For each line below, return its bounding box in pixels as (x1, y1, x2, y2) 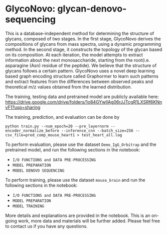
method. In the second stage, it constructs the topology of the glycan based (5, 46, 162, 52)
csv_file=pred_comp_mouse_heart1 (5, 132, 75, 137)
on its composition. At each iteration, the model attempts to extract (5, 51, 143, 58)
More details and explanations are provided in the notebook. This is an (5, 212, 150, 218)
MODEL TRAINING (12, 203, 45, 209)
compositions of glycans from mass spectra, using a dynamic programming (5, 41, 161, 47)
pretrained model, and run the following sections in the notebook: (5, 146, 140, 152)
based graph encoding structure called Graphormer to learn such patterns (5, 73, 159, 79)
